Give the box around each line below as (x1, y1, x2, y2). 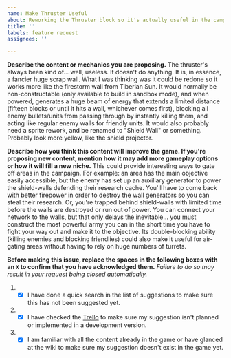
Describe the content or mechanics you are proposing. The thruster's (7, 61, 208, 69)
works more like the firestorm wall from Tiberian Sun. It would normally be (7, 83, 217, 91)
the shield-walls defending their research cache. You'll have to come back (7, 184, 218, 192)
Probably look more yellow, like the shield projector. (7, 134, 153, 142)
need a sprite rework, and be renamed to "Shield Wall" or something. (7, 127, 202, 135)
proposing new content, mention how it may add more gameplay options (7, 154, 219, 162)
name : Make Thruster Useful (7, 10, 88, 17)
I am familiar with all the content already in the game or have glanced (27, 335, 223, 344)
